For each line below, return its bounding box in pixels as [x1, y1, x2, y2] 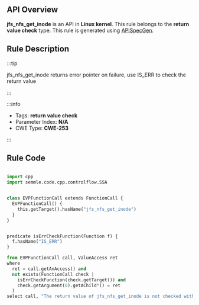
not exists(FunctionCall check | [12, 271, 94, 277]
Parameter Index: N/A [15, 118, 68, 125]
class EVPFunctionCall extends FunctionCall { [6, 195, 123, 201]
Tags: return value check [15, 112, 78, 119]
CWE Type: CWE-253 [15, 124, 69, 131]
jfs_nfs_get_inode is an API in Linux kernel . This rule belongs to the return [6, 20, 190, 27]
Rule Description [6, 44, 70, 54]
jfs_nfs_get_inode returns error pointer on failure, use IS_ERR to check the [6, 71, 187, 78]
